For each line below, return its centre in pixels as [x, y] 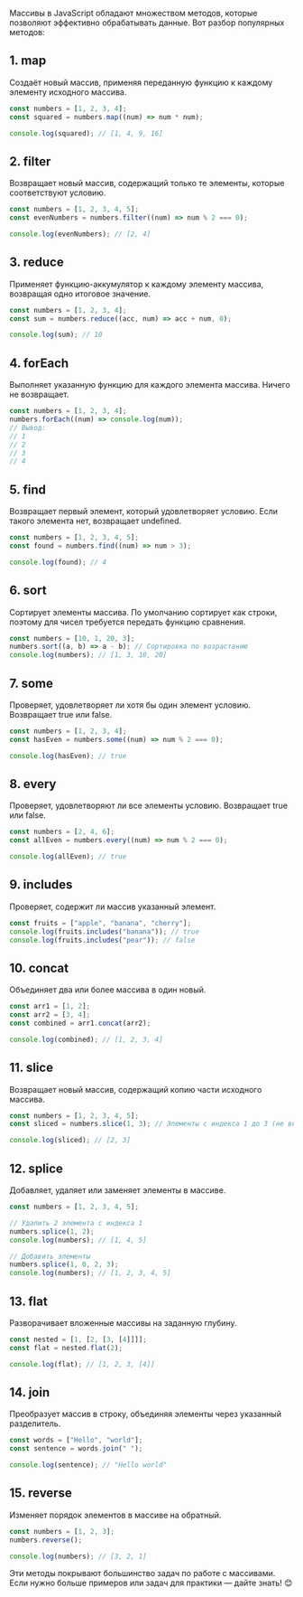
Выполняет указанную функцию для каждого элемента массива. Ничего [150, 385]
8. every [33, 784]
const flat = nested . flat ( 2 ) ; [66, 1348]
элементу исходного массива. [68, 92]
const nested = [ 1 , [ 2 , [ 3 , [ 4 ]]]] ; [78, 1339]
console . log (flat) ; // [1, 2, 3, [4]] [82, 1364]
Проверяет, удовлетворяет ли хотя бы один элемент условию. [130, 705]
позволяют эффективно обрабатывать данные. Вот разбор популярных [147, 23]
